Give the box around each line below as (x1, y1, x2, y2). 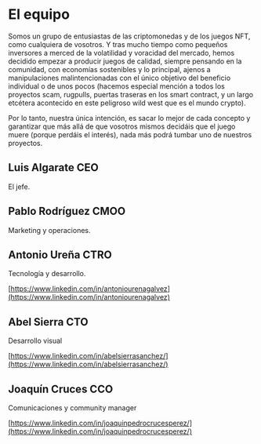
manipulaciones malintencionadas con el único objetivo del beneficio (8, 73, 231, 82)
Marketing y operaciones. (8, 225, 91, 235)
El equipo (8, 5, 71, 24)
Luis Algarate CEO (8, 161, 100, 174)
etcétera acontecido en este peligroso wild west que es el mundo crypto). (8, 98, 247, 107)
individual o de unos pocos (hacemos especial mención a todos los (8, 81, 225, 91)
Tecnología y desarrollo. (8, 269, 86, 278)
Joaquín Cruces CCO (8, 382, 114, 395)
